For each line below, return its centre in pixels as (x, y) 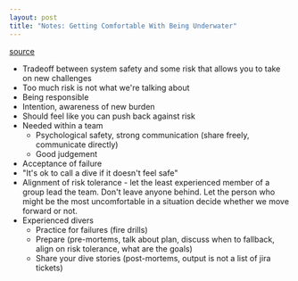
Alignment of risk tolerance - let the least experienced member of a (146, 182)
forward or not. (50, 211)
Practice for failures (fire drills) (91, 229)
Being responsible (55, 97)
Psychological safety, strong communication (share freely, (142, 135)
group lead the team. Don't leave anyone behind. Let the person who (149, 192)
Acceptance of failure (62, 163)
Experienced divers (58, 220)
